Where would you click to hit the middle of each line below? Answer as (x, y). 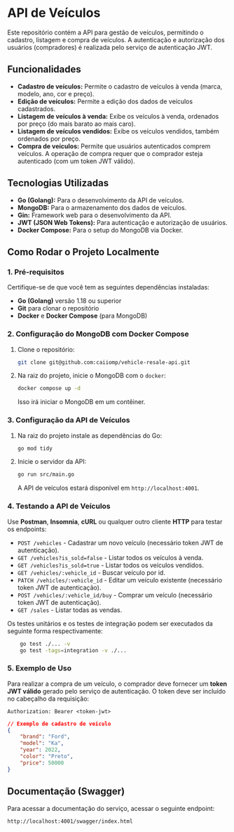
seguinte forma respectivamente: (55, 631)
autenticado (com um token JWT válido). (76, 161)
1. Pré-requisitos (36, 272)
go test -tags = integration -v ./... (74, 650)
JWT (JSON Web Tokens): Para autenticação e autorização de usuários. (122, 222)
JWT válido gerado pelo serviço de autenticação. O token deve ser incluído (117, 691)
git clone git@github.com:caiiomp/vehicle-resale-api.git (104, 362)
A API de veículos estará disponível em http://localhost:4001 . (108, 488)
